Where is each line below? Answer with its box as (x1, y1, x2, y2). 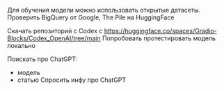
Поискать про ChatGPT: (7, 55, 78, 63)
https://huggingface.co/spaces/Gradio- (104, 27, 217, 35)
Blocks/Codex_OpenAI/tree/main (7, 34, 101, 42)
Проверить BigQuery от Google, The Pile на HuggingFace (7, 13, 175, 22)
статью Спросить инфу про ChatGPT (17, 76, 127, 84)
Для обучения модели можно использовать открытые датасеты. (7, 6, 201, 14)
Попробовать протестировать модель (102, 34, 216, 42)
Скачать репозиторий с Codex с (7, 27, 103, 35)
